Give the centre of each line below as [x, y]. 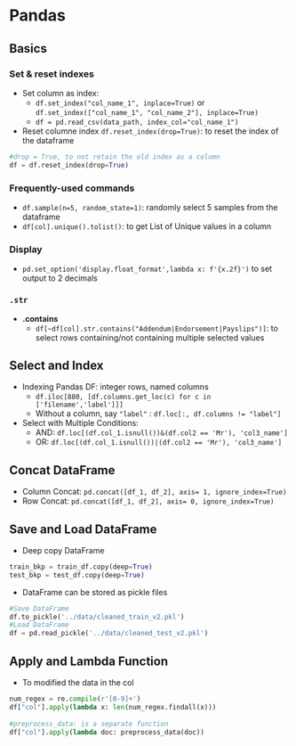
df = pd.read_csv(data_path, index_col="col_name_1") [137, 122]
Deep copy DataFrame [63, 550]
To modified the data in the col [78, 683]
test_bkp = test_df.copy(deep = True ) [77, 575]
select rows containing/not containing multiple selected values [150, 337]
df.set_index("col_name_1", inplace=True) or [120, 102]
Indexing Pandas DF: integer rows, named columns [115, 387]
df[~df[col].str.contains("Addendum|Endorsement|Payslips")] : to [156, 328]
